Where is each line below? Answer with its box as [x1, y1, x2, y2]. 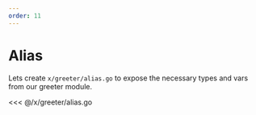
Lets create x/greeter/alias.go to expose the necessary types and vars [8, 73, 249, 83]
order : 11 [8, 11, 42, 20]
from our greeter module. [8, 81, 93, 91]
